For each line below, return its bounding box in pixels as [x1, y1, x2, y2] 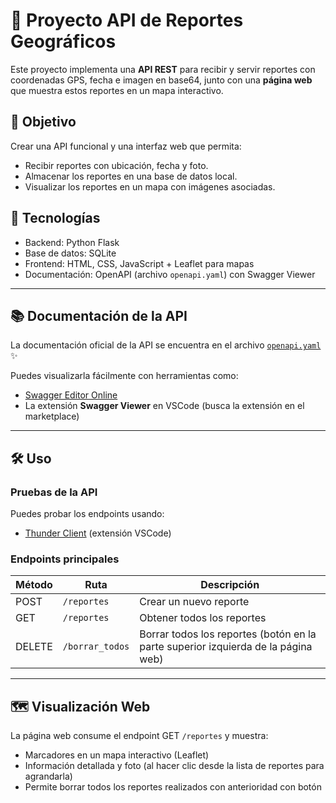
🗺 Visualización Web [10, 698, 151, 715]
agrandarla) [24, 770, 73, 783]
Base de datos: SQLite [24, 247, 117, 259]
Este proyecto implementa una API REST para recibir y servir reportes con [10, 63, 316, 75]
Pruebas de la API [10, 485, 98, 499]
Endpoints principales [10, 552, 120, 566]
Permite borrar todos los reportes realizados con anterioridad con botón [24, 781, 322, 793]
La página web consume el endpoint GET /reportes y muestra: [10, 730, 269, 742]
